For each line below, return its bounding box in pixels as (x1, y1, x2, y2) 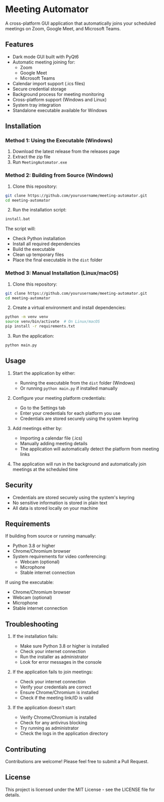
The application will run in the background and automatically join (12, 461, 147, 467)
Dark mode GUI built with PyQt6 (12, 54, 79, 60)
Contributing (5, 745, 46, 754)
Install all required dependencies (12, 241, 80, 247)
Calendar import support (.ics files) (12, 80, 86, 86)
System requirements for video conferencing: (12, 554, 107, 560)
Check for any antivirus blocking (20, 720, 88, 726)
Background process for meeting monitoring (12, 91, 105, 97)
